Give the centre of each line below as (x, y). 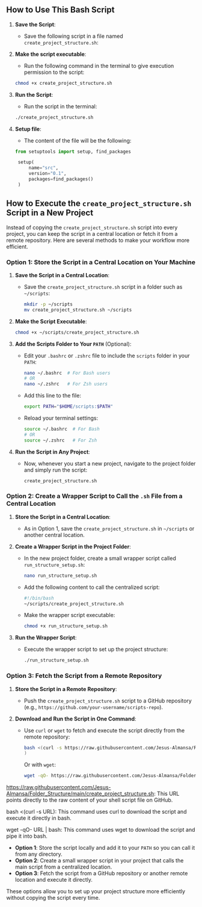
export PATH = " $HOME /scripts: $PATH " (68, 407)
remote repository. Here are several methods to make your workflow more (98, 240)
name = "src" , (44, 168)
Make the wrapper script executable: (69, 615)
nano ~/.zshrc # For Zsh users (66, 384)
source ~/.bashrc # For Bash (62, 429)
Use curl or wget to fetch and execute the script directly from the (104, 730)
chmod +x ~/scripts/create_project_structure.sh (77, 332)
